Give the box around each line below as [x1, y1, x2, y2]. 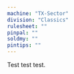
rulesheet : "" [7, 23, 48, 29]
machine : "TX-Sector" [7, 10, 69, 17]
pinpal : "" [7, 29, 38, 36]
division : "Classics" [7, 16, 69, 23]
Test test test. [7, 61, 46, 69]
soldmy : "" [7, 36, 38, 42]
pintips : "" [7, 42, 41, 49]
